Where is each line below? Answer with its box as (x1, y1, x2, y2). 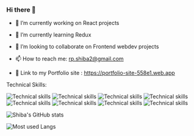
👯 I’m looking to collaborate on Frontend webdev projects (15, 43, 159, 51)
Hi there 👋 (6, 5, 37, 14)
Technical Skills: (6, 81, 47, 88)
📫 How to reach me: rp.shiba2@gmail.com (15, 55, 124, 63)
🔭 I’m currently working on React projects (15, 20, 120, 27)
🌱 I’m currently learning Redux (15, 31, 92, 38)
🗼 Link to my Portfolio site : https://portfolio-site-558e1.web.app (15, 70, 175, 77)
